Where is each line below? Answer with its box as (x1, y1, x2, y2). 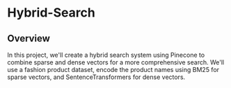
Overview (7, 33, 51, 44)
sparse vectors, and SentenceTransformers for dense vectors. (7, 73, 186, 81)
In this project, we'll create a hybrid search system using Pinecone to (7, 51, 205, 59)
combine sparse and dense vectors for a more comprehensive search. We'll (7, 58, 225, 67)
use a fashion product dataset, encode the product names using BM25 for (7, 66, 220, 73)
